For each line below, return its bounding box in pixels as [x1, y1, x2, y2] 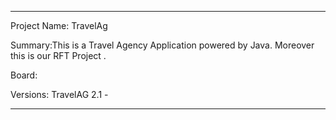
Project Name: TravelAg [10, 20, 108, 31]
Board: [10, 69, 38, 81]
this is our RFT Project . [10, 50, 107, 61]
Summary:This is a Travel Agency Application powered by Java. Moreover [10, 39, 315, 51]
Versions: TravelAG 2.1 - [10, 89, 109, 100]
